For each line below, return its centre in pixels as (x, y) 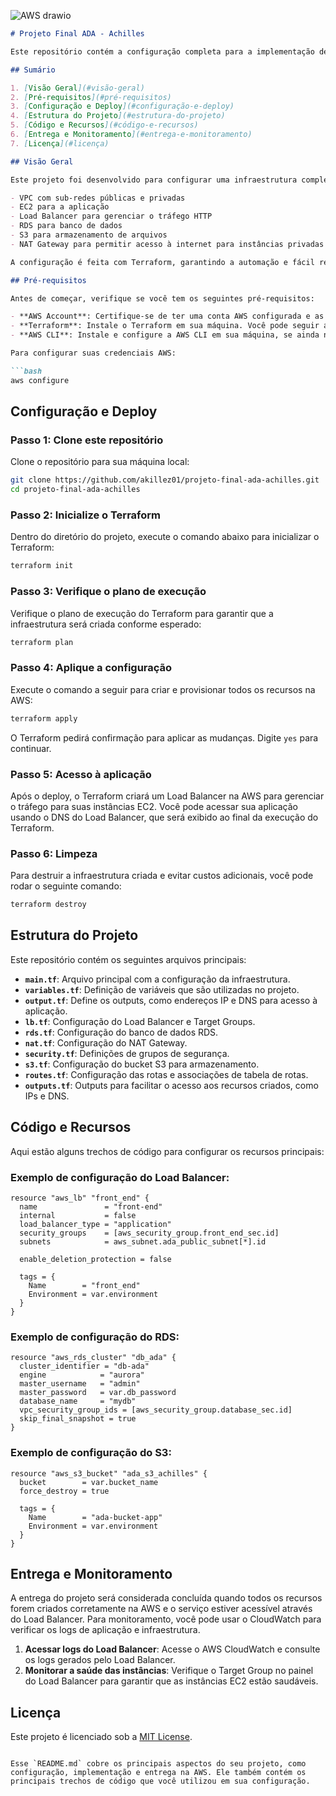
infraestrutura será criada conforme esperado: (106, 624)
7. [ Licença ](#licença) (60, 143)
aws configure (40, 380)
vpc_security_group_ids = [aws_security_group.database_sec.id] (156, 1410)
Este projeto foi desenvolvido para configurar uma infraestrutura (154, 180)
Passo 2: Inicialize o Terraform (85, 515)
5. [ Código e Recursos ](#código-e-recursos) (104, 125)
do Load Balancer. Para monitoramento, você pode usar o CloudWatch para (166, 1619)
